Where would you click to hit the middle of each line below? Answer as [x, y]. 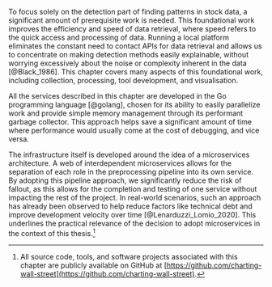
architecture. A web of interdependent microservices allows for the [120, 163]
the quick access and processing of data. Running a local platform [119, 37]
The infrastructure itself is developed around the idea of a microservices [129, 154]
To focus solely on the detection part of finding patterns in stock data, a [128, 12]
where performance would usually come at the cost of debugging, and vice [134, 130]
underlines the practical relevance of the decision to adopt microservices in [134, 223]
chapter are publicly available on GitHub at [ [93, 265]
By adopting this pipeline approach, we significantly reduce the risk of [125, 180]
